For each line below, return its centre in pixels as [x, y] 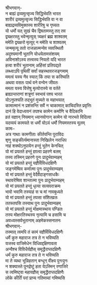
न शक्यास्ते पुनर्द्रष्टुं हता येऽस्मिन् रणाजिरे [37, 266]
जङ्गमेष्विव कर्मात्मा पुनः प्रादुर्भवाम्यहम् [34, 169]
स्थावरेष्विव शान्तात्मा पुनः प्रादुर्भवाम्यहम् [35, 180]
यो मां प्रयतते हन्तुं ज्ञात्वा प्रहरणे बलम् [33, 151]
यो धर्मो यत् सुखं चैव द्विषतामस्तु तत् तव [35, 31]
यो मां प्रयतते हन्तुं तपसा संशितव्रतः [32, 197]
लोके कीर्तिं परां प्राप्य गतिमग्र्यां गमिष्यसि [35, 278]
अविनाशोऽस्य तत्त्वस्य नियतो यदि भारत [35, 60]
